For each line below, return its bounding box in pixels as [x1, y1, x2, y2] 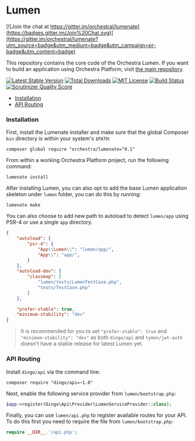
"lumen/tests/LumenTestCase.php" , [37, 280, 122, 285]
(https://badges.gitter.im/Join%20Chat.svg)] [6, 29, 113, 36]
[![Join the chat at [6, 23, 49, 30]
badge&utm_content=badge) [6, 48, 76, 55]
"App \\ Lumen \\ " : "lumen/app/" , [37, 246, 115, 253]
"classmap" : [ [27, 274, 62, 280]
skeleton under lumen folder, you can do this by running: [6, 191, 141, 198]
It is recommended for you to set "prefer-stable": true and [20, 328, 167, 335]
